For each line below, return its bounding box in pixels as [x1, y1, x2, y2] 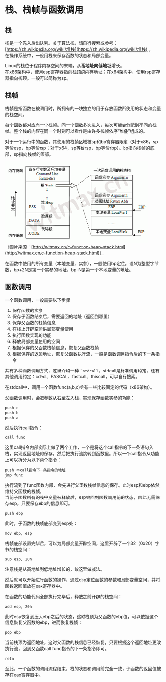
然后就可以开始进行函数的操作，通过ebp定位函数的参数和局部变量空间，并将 [5, 576, 161, 583]
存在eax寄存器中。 [5, 672, 43, 678]
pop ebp [5, 630, 21, 635]
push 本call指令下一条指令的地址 [5, 467, 66, 473]
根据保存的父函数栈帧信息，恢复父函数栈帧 [12, 344, 99, 350]
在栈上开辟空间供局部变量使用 [12, 326, 73, 332]
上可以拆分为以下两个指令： [5, 457, 62, 463]
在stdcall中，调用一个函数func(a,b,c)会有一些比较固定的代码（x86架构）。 [5, 384, 155, 390]
